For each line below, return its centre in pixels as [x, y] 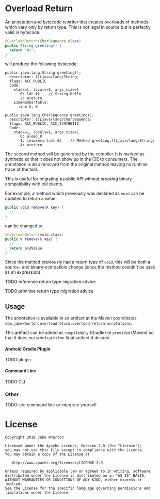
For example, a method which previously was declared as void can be [75, 193]
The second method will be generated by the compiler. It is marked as [75, 154]
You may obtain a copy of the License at [48, 454]
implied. [14, 484]
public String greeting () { [33, 46]
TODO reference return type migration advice [50, 282]
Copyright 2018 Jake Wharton [34, 437]
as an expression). [24, 272]
